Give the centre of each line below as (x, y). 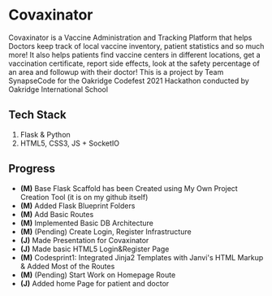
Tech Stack (37, 115)
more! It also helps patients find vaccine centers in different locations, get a (135, 54)
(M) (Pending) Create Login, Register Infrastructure (106, 231)
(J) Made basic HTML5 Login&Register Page (95, 249)
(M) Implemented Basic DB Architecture (87, 223)
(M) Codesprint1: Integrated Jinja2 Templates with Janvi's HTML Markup (142, 257)
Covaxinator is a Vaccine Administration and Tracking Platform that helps (130, 37)
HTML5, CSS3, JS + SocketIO (70, 143)
